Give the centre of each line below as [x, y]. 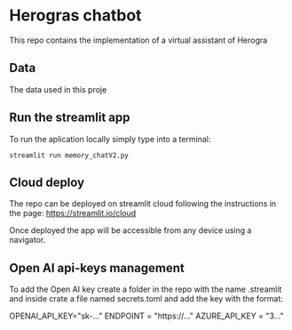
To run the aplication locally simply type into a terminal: [110, 139]
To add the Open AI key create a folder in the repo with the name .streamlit [146, 289]
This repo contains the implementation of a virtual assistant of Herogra [138, 40]
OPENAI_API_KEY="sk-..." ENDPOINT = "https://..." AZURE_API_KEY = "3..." [146, 316]
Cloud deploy [47, 182]
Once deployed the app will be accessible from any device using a [130, 230]
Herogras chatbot [75, 16]
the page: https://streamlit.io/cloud [73, 213]
